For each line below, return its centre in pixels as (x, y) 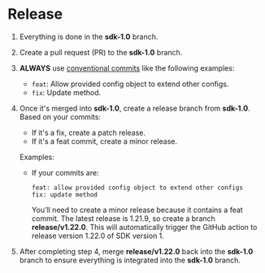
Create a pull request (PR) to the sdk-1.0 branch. (101, 52)
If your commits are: (65, 172)
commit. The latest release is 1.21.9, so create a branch (124, 218)
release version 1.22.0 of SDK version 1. (98, 236)
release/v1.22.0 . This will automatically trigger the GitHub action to (144, 227)
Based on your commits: (60, 117)
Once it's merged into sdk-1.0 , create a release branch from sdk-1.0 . (135, 108)
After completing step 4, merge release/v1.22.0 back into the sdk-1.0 (136, 251)
